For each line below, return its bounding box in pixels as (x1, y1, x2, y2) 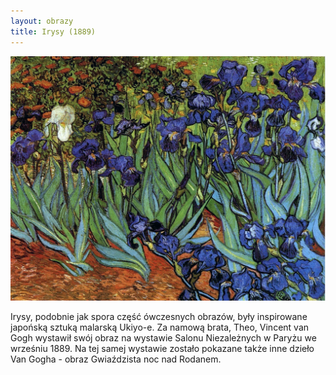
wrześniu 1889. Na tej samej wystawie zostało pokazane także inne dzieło (10, 343, 315, 355)
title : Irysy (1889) (10, 26, 97, 37)
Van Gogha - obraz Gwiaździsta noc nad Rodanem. (10, 353, 222, 365)
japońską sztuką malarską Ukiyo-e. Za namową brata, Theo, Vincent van (10, 321, 310, 334)
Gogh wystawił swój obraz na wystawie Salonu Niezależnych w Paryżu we (10, 332, 317, 344)
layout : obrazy (10, 16, 74, 26)
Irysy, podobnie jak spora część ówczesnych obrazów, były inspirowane (10, 311, 308, 323)
